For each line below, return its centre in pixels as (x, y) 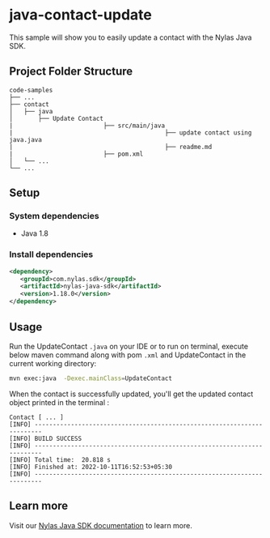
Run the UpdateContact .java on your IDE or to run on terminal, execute (129, 346)
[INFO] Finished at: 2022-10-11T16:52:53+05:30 (91, 467)
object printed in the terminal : (59, 402)
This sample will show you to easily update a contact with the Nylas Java (131, 37)
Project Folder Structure (71, 72)
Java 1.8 (35, 233)
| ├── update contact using (131, 132)
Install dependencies (51, 254)
